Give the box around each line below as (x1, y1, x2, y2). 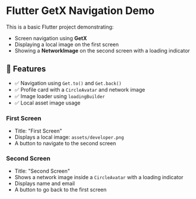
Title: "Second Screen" (14, 167, 70, 174)
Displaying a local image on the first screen (14, 41, 119, 48)
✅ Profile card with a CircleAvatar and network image (14, 86, 145, 93)
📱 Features (6, 64, 46, 74)
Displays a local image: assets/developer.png (14, 134, 124, 141)
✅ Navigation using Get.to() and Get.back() (14, 79, 122, 86)
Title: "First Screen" (14, 127, 63, 135)
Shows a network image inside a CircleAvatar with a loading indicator (14, 174, 184, 181)
